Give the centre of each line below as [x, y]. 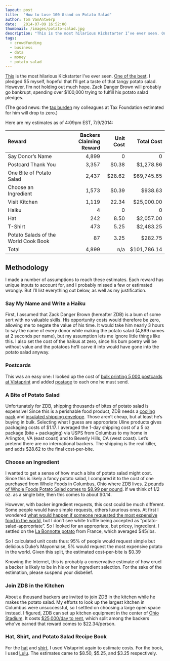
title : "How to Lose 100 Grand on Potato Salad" [59, 15]
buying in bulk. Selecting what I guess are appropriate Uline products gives [83, 422]
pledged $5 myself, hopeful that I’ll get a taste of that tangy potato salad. [81, 82]
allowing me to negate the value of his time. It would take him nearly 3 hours [85, 325]
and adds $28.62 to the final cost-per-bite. [50, 449]
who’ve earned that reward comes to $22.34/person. [60, 624]
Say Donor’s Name [30, 157]
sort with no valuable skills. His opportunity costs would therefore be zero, [83, 320]
